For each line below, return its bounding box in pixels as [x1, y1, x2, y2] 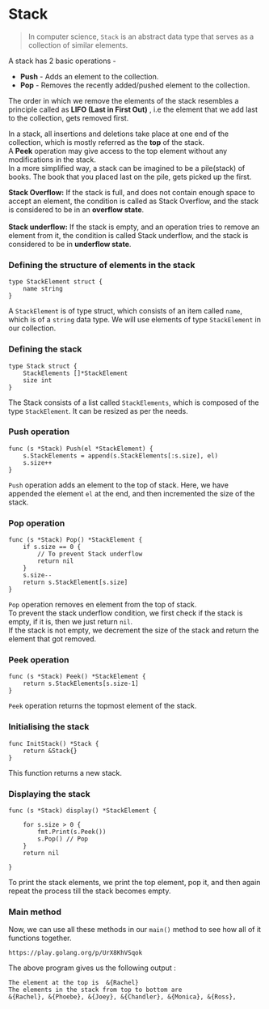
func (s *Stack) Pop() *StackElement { [8, 536, 143, 544]
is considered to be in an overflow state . [8, 204, 145, 215]
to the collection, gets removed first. [8, 113, 129, 122]
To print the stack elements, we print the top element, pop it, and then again [8, 878, 261, 888]
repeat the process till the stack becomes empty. [8, 886, 171, 896]
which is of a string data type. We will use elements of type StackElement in [8, 315, 261, 325]
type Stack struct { [8, 362, 78, 370]
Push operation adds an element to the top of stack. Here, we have [8, 479, 229, 490]
